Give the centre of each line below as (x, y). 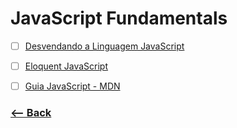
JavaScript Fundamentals (119, 18)
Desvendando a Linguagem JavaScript (104, 46)
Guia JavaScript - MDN (72, 86)
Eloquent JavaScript (66, 66)
